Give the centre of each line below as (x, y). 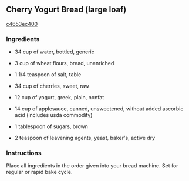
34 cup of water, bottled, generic (55, 52)
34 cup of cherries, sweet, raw (52, 86)
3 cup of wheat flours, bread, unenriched (64, 63)
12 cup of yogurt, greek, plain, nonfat (59, 98)
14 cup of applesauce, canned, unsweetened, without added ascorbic (99, 109)
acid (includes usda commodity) (53, 115)
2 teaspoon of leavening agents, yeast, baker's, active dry (85, 138)
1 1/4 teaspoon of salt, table (48, 75)
